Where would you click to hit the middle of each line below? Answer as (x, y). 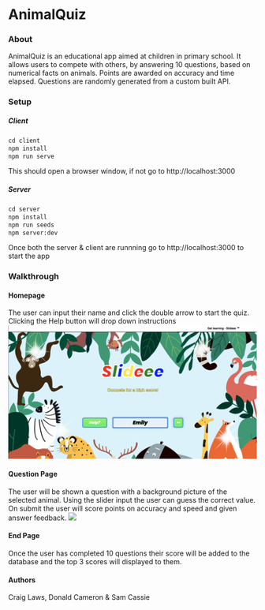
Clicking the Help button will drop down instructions (92, 321)
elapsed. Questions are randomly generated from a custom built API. (119, 81)
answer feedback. (37, 518)
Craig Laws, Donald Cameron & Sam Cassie (79, 597)
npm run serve (32, 157)
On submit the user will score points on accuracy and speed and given (123, 508)
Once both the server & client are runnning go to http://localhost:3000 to (126, 248)
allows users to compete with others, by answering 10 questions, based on (129, 65)
